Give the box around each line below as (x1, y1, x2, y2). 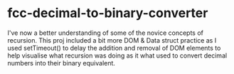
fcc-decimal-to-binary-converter (7, 5, 208, 21)
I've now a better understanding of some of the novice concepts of (7, 28, 204, 37)
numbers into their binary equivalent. (7, 58, 116, 67)
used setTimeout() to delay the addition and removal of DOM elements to (7, 43, 221, 52)
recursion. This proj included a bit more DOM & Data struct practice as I (7, 36, 217, 44)
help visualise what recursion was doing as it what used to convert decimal (7, 51, 228, 60)
